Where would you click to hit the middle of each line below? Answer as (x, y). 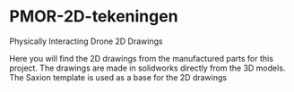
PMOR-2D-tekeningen (94, 17)
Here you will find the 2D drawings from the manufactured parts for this (141, 58)
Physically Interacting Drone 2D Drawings (86, 41)
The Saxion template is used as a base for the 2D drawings (118, 77)
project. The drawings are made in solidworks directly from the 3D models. (147, 68)
